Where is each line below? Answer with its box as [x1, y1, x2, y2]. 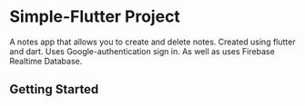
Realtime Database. [9, 55, 83, 66]
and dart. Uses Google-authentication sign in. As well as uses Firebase [9, 45, 275, 56]
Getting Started [9, 82, 99, 97]
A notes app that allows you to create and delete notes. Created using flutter [9, 36, 296, 47]
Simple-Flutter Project [9, 6, 180, 27]
